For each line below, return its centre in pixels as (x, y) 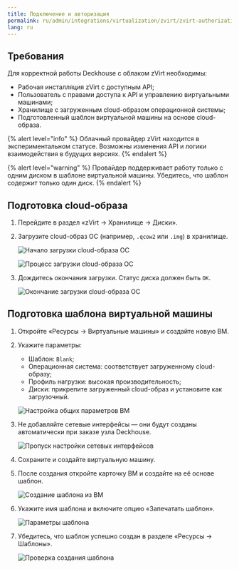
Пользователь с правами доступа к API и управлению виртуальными (123, 95)
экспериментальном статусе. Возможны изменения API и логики (107, 146)
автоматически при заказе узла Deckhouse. (84, 431)
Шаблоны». (35, 543)
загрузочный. (49, 396)
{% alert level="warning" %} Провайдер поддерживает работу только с (116, 168)
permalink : (23, 21)
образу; (40, 374)
